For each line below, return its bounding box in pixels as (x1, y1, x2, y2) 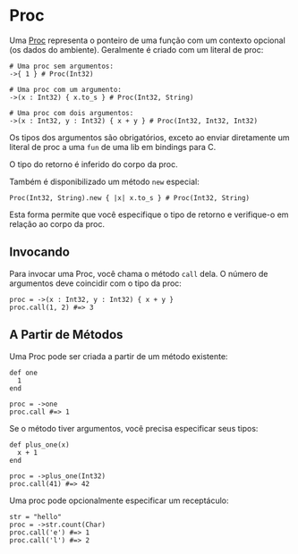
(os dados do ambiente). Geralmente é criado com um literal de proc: (9, 44, 264, 55)
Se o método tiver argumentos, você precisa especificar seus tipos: (9, 423, 259, 433)
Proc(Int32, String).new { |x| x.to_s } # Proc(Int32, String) (9, 193, 251, 202)
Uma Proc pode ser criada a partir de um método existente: (9, 350, 228, 362)
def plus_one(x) (9, 440, 70, 449)
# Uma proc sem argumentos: (9, 62, 115, 71)
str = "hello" (9, 512, 63, 521)
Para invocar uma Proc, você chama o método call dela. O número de (9, 268, 268, 279)
